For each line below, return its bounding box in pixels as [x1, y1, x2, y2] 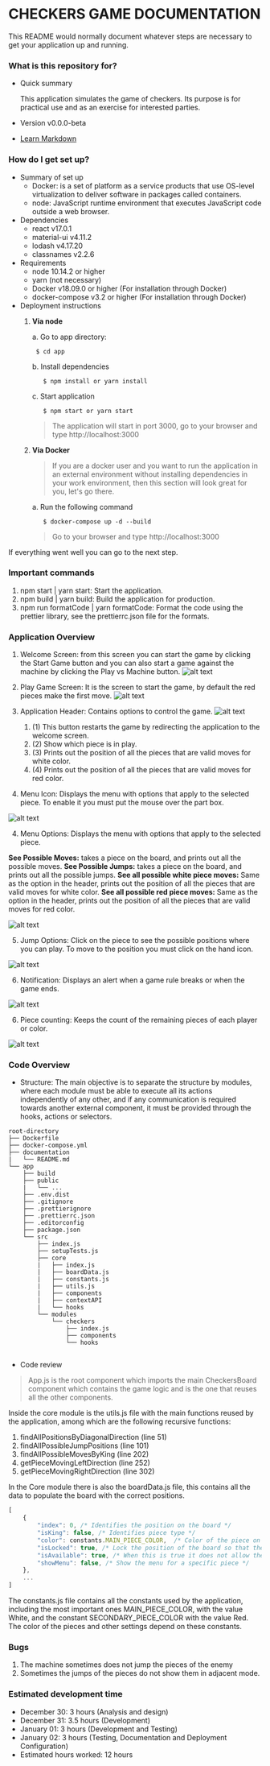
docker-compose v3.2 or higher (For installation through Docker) [31, 292, 247, 302]
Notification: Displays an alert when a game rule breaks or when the [19, 975, 245, 985]
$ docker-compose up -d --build [43, 517, 151, 526]
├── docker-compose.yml [8, 1141, 88, 1150]
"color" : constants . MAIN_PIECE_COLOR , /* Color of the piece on [37, 1536, 261, 1545]
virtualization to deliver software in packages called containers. [31, 189, 242, 199]
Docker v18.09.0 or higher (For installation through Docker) [31, 283, 227, 293]
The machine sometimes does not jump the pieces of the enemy [19, 1660, 233, 1669]
